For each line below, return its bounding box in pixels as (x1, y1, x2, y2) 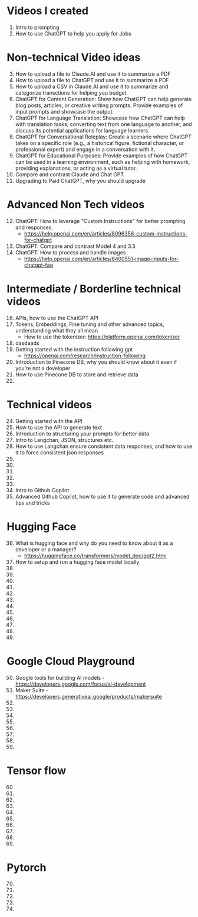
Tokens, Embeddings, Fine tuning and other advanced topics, (15, 321, 164, 328)
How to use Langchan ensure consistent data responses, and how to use (15, 443, 193, 450)
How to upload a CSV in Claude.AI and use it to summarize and (15, 83, 169, 90)
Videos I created (6, 4, 89, 18)
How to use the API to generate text (15, 424, 102, 431)
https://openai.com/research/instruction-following (24, 352, 146, 359)
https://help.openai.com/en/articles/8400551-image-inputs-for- (24, 255, 179, 262)
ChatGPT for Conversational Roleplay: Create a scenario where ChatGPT (15, 133, 192, 140)
